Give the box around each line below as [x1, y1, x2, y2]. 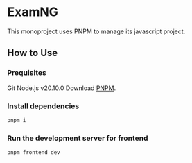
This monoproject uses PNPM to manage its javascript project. [7, 27, 186, 35]
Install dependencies [7, 101, 80, 111]
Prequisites [7, 68, 46, 78]
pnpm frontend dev [7, 149, 60, 156]
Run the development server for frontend [7, 133, 148, 143]
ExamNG [7, 4, 59, 20]
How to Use [7, 47, 58, 59]
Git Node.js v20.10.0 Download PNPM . [7, 84, 116, 92]
